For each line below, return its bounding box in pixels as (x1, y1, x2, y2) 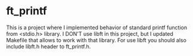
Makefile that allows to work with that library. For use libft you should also (6, 36, 186, 43)
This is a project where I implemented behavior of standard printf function (6, 24, 188, 31)
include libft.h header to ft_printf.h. (6, 43, 91, 50)
